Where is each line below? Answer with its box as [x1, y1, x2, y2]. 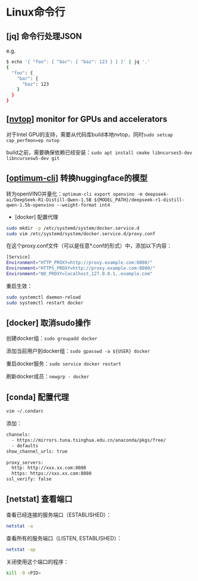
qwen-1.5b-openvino [6, 202, 55, 208]
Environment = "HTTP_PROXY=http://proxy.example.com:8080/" [6, 260, 153, 266]
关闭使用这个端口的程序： [6, 558, 69, 565]
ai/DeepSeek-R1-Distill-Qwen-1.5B [6, 196, 92, 203]
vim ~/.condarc [6, 408, 44, 414]
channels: [6, 432, 31, 438]
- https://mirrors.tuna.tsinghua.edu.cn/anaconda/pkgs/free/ [11, 437, 166, 443]
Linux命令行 [6, 5, 65, 19]
